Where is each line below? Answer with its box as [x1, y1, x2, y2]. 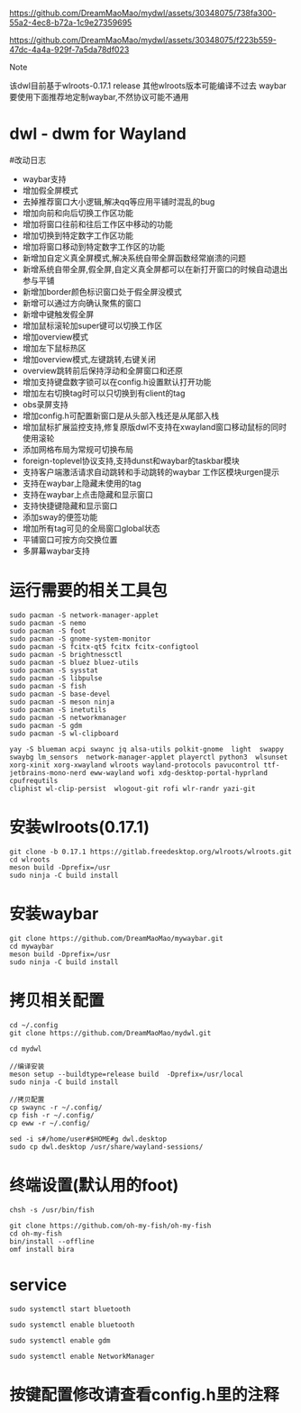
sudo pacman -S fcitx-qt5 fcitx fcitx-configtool [9, 642, 200, 652]
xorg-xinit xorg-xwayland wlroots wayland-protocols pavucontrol [9, 761, 260, 770]
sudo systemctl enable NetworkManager [9, 1352, 155, 1361]
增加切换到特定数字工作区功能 [22, 230, 133, 241]
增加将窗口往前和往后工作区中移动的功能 [22, 218, 173, 229]
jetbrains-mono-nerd [9, 768, 87, 778]
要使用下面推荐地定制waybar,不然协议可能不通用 [9, 92, 189, 102]
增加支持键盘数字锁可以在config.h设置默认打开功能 [22, 376, 212, 387]
